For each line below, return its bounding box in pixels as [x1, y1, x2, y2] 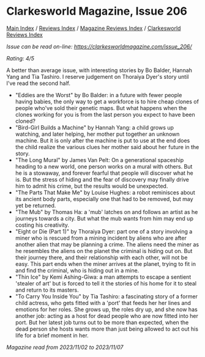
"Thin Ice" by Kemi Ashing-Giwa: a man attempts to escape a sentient [15, 273, 192, 281]
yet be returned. [15, 202, 56, 209]
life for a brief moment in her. [15, 331, 89, 339]
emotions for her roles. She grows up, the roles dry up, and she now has [15, 306, 198, 313]
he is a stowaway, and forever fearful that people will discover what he [15, 169, 194, 177]
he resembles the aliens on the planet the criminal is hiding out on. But [15, 247, 193, 254]
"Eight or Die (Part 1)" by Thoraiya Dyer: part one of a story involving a [15, 227, 193, 235]
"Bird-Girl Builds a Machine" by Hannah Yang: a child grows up [15, 123, 174, 131]
